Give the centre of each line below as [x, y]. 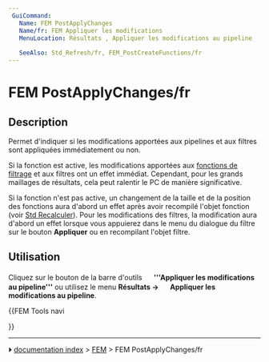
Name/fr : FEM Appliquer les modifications [90, 30]
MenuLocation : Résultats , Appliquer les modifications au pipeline [135, 38]
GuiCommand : [32, 16]
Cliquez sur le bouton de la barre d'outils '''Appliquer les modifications [131, 277]
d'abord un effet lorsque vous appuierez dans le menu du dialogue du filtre [132, 223]
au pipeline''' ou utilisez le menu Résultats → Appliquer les [112, 287]
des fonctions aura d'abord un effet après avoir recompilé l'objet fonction [129, 206]
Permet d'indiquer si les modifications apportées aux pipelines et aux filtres [133, 141]
